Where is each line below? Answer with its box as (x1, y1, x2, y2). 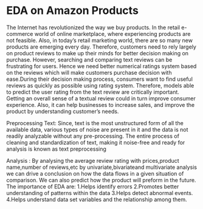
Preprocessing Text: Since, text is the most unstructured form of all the (6, 119, 184, 126)
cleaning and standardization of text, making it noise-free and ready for (6, 139, 185, 146)
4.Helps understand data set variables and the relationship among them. (6, 196, 187, 203)
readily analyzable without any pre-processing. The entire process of (6, 132, 179, 140)
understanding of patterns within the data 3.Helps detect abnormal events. (6, 189, 193, 196)
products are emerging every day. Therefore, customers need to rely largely (6, 43, 196, 50)
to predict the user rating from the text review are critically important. (6, 88, 179, 95)
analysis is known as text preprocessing (6, 145, 106, 152)
